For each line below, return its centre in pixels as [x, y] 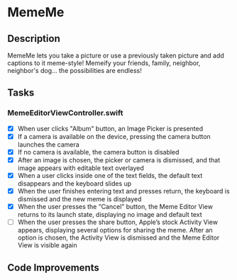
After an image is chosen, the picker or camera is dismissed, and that [119, 159]
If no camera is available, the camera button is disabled [98, 152]
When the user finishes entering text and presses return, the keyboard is [123, 191]
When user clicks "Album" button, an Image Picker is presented [110, 128]
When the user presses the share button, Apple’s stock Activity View [118, 222]
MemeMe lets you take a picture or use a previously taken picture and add [116, 55]
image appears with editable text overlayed [81, 168]
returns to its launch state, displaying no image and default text [110, 215]
